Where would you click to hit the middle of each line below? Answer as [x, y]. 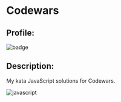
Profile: [20, 33]
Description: [30, 66]
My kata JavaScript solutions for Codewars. [61, 81]
